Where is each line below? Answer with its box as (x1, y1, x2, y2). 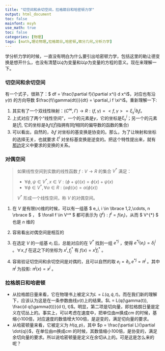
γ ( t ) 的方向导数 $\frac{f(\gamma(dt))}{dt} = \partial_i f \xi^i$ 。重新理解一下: (5, 97, 157, 103)
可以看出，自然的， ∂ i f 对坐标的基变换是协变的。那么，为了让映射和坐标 (12, 129, 157, 136)
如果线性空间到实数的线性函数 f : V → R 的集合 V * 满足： (17, 167, 132, 174)
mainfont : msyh (5, 21, 36, 26)
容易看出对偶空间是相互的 (12, 229, 64, 235)
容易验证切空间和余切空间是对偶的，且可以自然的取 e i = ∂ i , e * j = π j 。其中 (12, 258, 160, 266)
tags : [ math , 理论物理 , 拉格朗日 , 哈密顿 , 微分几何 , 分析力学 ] (5, 39, 112, 44)
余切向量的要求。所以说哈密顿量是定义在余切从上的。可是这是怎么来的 (12, 334, 155, 340)
